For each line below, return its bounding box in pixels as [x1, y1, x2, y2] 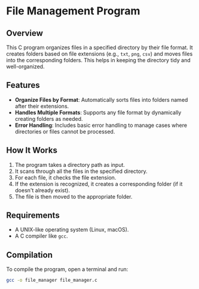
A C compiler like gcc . [14, 232, 68, 240]
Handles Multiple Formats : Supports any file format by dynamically [14, 109, 182, 116]
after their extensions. [14, 102, 69, 109]
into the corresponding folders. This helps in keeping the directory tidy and [6, 57, 191, 63]
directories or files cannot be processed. [14, 127, 115, 135]
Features [6, 80, 40, 90]
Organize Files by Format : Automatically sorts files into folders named [14, 96, 188, 103]
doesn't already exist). [14, 187, 71, 194]
